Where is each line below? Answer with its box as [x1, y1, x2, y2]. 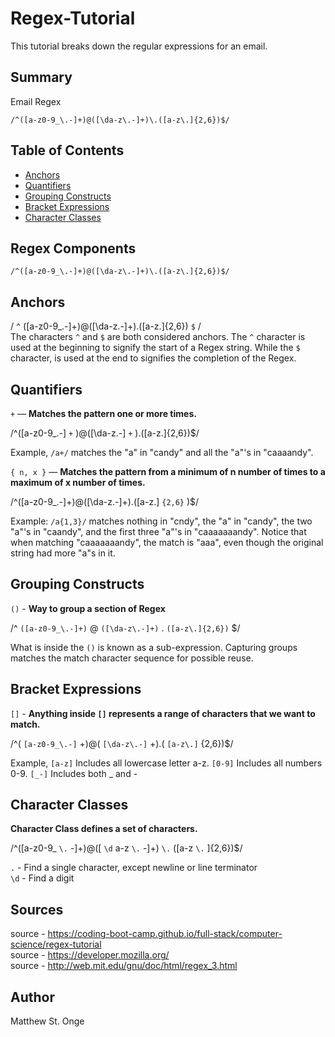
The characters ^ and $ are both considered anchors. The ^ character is [10, 331, 306, 343]
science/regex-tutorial [10, 938, 102, 951]
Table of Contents [10, 142, 125, 159]
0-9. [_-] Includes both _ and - [10, 767, 138, 779]
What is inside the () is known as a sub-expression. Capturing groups [10, 641, 298, 653]
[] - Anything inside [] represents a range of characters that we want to [10, 707, 316, 719]
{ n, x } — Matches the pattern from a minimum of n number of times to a [10, 466, 326, 477]
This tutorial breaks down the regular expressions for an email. [10, 40, 268, 52]
